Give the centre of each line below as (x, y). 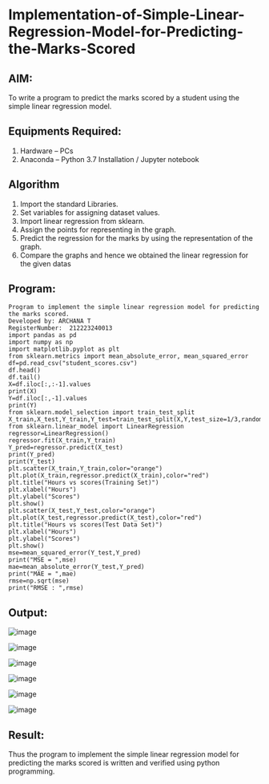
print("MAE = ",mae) (43, 574)
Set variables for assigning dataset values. (90, 212)
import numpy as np (41, 343)
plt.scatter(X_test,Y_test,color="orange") (82, 511)
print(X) (23, 392)
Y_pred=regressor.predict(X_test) (66, 448)
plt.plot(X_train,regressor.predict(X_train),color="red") (109, 476)
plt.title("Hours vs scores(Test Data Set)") (85, 525)
